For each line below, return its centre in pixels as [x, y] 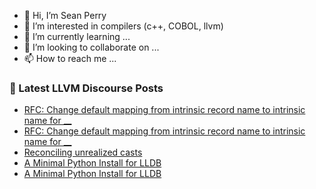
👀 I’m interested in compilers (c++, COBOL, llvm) [123, 26]
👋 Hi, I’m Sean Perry [65, 15]
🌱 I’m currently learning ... [77, 36]
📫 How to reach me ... [70, 58]
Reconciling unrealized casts [83, 152]
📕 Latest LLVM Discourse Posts [86, 88]
